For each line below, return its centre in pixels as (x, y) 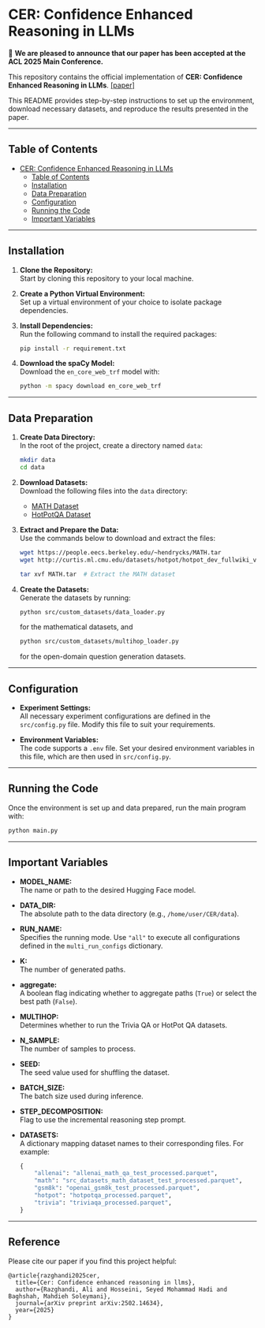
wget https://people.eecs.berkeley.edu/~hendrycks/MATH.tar (120, 552)
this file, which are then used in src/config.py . (95, 757)
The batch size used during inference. (81, 1096)
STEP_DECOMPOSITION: (62, 1111)
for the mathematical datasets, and (76, 627)
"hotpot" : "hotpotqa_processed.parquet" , (103, 1196)
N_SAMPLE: (40, 1040)
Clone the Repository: (56, 270)
